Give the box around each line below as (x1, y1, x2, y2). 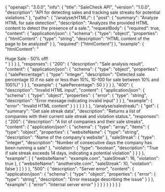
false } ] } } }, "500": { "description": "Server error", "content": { (5, 166, 134, 172)
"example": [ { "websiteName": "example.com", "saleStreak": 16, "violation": (5, 155, 160, 161)
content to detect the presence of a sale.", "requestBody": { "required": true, (5, 25, 161, 31)
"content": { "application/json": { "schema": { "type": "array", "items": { (5, 124, 150, 130)
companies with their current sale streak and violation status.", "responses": (5, 114, 160, 119)
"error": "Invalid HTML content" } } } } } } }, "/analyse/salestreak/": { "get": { (5, 103, 159, 109)
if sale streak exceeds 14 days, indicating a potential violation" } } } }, (5, 150, 145, 156)
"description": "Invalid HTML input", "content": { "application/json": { (5, 87, 145, 93)
